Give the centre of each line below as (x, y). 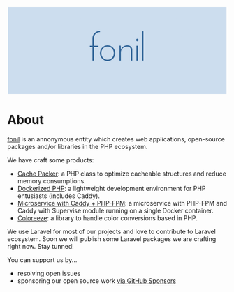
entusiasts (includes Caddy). (58, 196)
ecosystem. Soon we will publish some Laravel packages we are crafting (112, 239)
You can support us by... (42, 260)
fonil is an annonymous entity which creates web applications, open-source (116, 139)
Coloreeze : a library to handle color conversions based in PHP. (107, 218)
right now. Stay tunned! (41, 246)
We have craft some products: (51, 160)
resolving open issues (49, 273)
